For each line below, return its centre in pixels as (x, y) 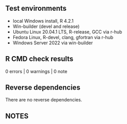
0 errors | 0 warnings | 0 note (36, 71)
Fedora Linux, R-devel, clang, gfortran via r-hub (63, 37)
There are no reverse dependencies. (44, 100)
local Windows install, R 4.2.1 (43, 21)
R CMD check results (39, 59)
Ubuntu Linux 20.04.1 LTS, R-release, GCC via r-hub (67, 32)
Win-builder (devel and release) (46, 26)
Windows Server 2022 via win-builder (53, 43)
